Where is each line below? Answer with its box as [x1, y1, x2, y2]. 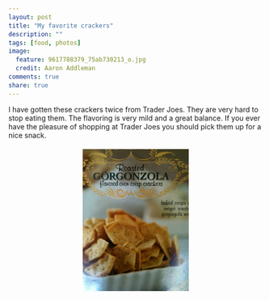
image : [8, 47, 31, 56]
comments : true [8, 73, 60, 81]
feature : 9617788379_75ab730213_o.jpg [15, 56, 147, 64]
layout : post [8, 13, 53, 21]
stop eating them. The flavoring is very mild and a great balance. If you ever [8, 113, 261, 123]
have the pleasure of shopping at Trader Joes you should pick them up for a [8, 121, 262, 131]
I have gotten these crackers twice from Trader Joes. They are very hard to [8, 104, 258, 114]
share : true [8, 81, 48, 89]
